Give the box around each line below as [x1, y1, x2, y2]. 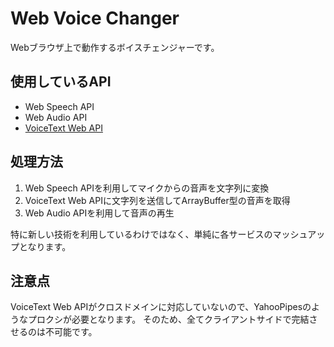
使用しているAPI [10, 73, 112, 91]
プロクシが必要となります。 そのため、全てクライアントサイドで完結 [27, 313, 310, 326]
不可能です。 [44, 326, 98, 338]
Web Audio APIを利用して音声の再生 [24, 207, 175, 219]
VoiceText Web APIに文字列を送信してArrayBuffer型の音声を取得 [24, 194, 291, 206]
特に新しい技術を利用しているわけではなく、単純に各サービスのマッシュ [10, 228, 308, 240]
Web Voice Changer [10, 7, 180, 30]
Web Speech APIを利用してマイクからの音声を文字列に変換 [24, 182, 270, 194]
